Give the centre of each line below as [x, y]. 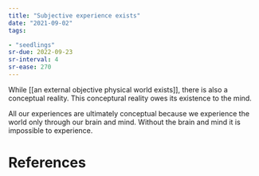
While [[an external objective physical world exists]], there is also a [118, 89]
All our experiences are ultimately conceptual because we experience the [129, 113]
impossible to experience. [51, 130]
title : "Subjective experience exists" [75, 16]
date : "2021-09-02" [41, 23]
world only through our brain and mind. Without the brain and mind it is [124, 122]
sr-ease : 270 [30, 67]
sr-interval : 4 [33, 60]
